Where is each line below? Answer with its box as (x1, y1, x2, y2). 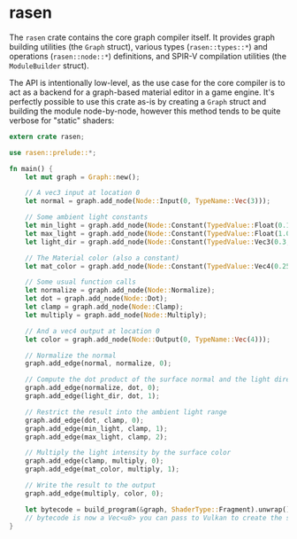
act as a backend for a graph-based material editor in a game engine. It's (9, 87, 276, 98)
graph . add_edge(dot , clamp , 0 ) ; (25, 416, 144, 425)
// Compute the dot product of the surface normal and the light (25, 375, 271, 384)
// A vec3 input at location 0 (25, 189, 141, 198)
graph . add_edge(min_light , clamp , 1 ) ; (25, 424, 168, 433)
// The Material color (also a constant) (25, 254, 179, 262)
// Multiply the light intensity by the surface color (25, 449, 232, 457)
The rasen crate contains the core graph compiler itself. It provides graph (9, 32, 276, 43)
